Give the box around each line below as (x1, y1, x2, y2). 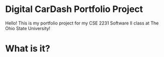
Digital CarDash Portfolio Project (5, 3, 143, 15)
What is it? (5, 43, 51, 54)
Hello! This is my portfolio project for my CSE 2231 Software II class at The (5, 20, 159, 26)
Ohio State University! (5, 25, 51, 31)
